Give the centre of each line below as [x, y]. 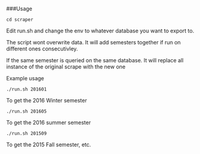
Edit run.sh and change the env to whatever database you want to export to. [100, 31]
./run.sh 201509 [26, 134]
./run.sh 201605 [26, 111]
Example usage [25, 78]
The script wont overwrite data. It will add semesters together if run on [94, 42]
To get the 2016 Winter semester [47, 100]
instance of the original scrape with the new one [66, 67]
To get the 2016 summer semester [49, 123]
